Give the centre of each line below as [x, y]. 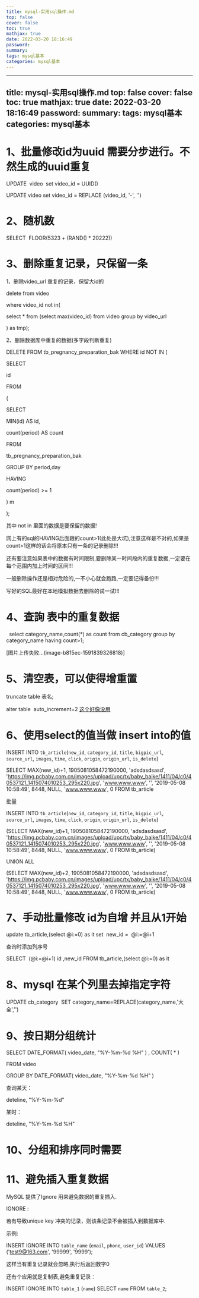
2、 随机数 [30, 221]
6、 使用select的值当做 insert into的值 [99, 735]
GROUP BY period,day [33, 467]
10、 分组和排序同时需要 [64, 1150]
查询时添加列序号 [27, 947]
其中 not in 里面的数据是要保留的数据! [52, 525]
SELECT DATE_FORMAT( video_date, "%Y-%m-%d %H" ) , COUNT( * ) [93, 1052]
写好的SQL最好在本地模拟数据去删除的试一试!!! [63, 591]
